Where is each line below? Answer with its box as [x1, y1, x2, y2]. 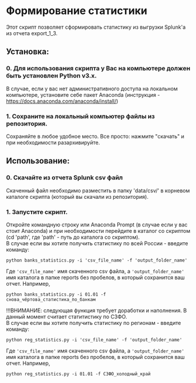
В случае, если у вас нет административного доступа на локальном [6, 85, 178, 92]
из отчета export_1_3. [6, 29, 58, 36]
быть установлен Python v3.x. [6, 72, 97, 80]
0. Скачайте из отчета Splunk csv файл [6, 174, 123, 182]
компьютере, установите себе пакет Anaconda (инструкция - [6, 91, 160, 98]
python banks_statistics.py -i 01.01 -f [6, 292, 107, 297]
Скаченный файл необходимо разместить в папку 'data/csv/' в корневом [6, 187, 190, 194]
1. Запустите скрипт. [6, 208, 68, 216]
